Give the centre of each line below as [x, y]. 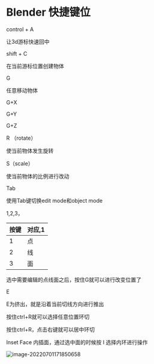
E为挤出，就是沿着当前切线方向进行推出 [55, 304]
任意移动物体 [22, 90]
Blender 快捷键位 [49, 12]
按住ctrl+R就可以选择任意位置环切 [48, 317]
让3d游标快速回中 [28, 41]
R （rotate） [21, 138]
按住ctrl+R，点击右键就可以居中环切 [50, 329]
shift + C [17, 53]
